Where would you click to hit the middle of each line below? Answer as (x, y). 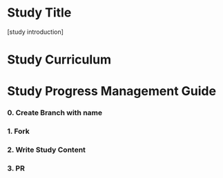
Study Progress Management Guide (111, 91)
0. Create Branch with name (55, 113)
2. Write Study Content (47, 150)
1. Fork (18, 131)
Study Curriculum (59, 60)
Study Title (39, 13)
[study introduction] (36, 32)
